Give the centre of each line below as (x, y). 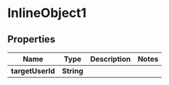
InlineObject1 (47, 13)
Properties (31, 39)
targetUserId (33, 71)
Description (111, 59)
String (72, 71)
